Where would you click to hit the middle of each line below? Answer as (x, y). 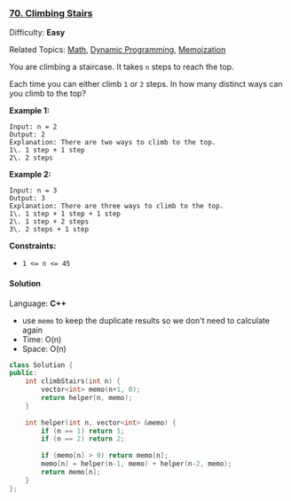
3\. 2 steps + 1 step (49, 230)
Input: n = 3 (33, 191)
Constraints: (33, 246)
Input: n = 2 (33, 127)
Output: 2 (28, 135)
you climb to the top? (48, 94)
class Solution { (41, 365)
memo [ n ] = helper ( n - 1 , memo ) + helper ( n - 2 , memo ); (137, 464)
